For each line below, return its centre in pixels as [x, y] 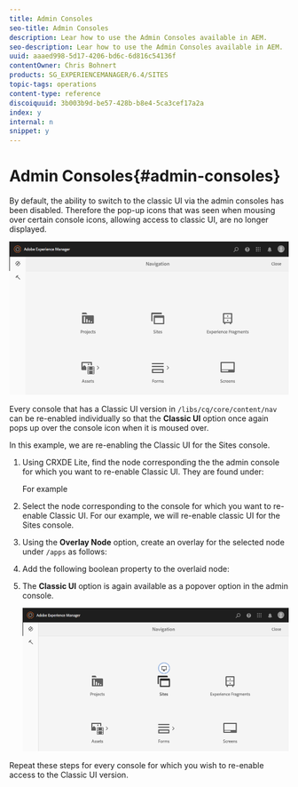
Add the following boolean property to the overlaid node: [125, 569]
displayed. [28, 229]
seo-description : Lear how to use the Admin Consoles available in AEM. [146, 47]
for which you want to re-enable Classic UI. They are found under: [143, 472]
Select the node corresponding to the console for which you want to [147, 506]
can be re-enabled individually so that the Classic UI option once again [139, 418]
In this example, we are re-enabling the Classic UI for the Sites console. [140, 445]
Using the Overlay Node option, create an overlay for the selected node [153, 543]
